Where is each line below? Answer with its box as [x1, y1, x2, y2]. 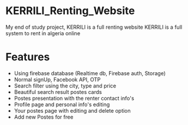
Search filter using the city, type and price [14, 82, 117, 89]
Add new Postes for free [14, 113, 74, 120]
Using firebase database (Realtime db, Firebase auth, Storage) [14, 69, 166, 77]
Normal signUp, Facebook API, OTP [14, 76, 101, 83]
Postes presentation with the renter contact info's [14, 94, 134, 102]
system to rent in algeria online [5, 29, 81, 36]
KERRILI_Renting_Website [5, 4, 135, 18]
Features [5, 50, 50, 64]
